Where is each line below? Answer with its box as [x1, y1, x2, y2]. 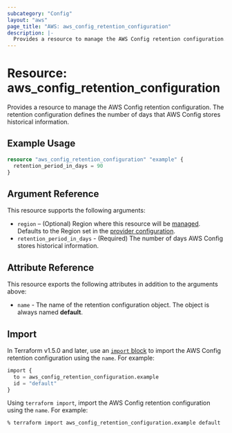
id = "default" [13, 380, 57, 387]
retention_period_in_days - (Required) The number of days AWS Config [17, 234, 223, 242]
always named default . [17, 308, 83, 316]
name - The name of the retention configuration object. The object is [17, 301, 209, 309]
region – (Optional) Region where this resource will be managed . [17, 220, 201, 228]
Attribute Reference [7, 262, 95, 273]
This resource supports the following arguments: [7, 206, 146, 215]
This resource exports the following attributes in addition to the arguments [7, 280, 219, 289]
